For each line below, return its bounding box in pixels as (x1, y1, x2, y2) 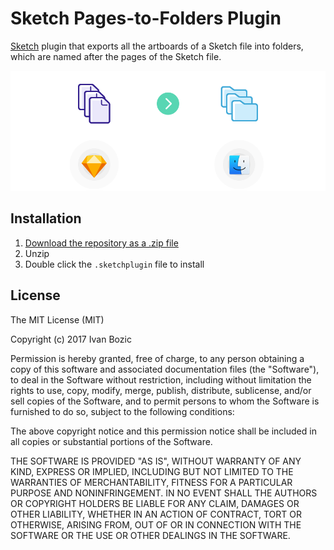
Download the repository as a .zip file (24, 237, 179, 249)
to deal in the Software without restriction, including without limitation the (10, 373, 312, 386)
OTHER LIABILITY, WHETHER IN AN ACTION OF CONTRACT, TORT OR (10, 508, 302, 520)
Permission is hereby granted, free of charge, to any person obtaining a (10, 352, 305, 364)
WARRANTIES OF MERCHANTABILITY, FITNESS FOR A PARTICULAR (10, 476, 293, 488)
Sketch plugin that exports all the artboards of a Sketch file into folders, (10, 40, 304, 52)
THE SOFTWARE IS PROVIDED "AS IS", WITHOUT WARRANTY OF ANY (10, 455, 302, 467)
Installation (10, 210, 82, 227)
